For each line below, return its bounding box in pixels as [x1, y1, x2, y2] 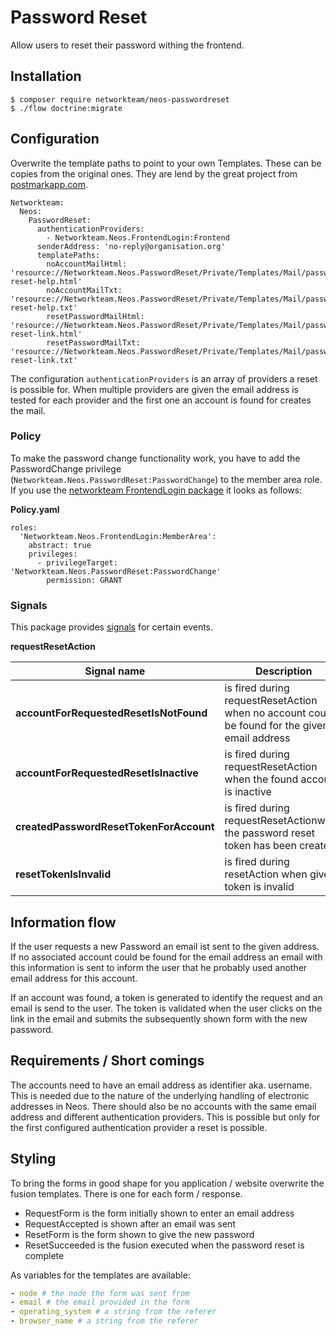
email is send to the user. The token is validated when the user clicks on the [10, 1002, 323, 1014]
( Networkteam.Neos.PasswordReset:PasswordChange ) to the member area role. [10, 473, 323, 485]
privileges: [28, 549, 78, 559]
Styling [10, 1151, 57, 1168]
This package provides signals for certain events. [10, 621, 214, 633]
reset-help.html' [10, 276, 83, 286]
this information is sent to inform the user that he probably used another [10, 961, 308, 973]
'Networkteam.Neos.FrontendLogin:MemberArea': [19, 531, 217, 541]
